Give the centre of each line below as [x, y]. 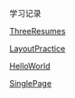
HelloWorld [30, 66]
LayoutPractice [37, 49]
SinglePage [31, 83]
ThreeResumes [37, 31]
